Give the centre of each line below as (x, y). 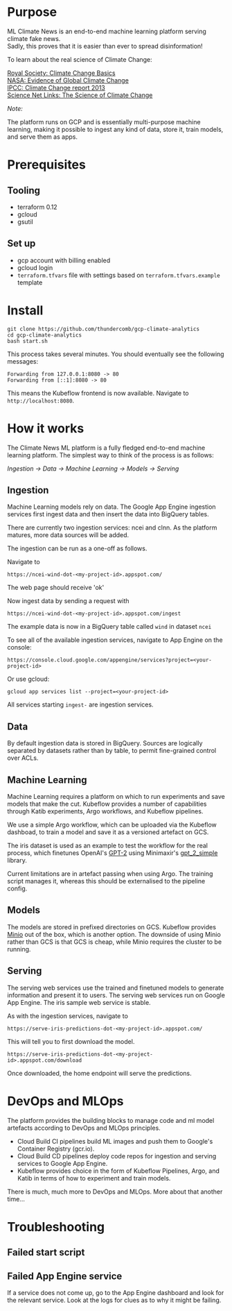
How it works (46, 428)
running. (19, 949)
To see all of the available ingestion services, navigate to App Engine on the (115, 640)
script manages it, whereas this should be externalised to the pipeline (106, 881)
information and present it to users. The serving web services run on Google (116, 995)
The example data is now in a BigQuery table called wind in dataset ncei (109, 627)
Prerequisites (47, 165)
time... (16, 1199)
